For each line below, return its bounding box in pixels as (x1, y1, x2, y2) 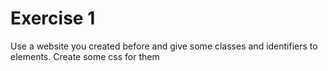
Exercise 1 (10, 7, 96, 30)
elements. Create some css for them (10, 50, 160, 62)
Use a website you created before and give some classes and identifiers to (10, 40, 318, 52)
